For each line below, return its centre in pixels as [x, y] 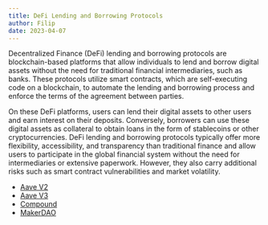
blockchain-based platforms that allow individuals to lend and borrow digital [134, 62]
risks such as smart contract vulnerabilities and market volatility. [114, 172]
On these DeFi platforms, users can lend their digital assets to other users [130, 112]
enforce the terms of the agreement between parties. [96, 96]
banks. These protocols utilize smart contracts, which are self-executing [128, 79]
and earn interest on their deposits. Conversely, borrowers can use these [129, 121]
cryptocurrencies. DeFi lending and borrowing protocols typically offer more [134, 137]
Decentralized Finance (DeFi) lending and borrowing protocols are [118, 54]
